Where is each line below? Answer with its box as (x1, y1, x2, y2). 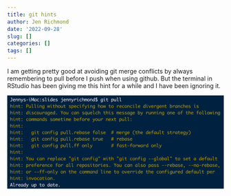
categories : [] (7, 40, 51, 47)
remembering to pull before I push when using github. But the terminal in (7, 74, 213, 83)
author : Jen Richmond (7, 18, 69, 25)
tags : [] (7, 47, 32, 54)
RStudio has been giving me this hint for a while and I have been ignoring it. (7, 82, 221, 89)
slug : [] (7, 33, 32, 40)
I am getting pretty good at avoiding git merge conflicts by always (7, 67, 193, 75)
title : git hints (7, 11, 57, 18)
